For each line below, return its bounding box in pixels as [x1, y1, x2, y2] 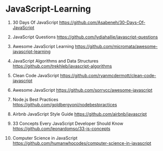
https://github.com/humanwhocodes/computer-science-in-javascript [12, 140, 151, 146]
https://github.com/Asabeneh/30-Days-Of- [59, 19, 145, 25]
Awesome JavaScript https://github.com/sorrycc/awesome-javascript [12, 87, 153, 93]
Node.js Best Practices [12, 96, 59, 102]
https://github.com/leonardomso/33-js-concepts [12, 125, 111, 132]
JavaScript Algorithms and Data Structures [12, 58, 99, 64]
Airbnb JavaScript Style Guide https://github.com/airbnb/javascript [12, 111, 147, 117]
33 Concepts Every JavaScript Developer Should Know [12, 120, 124, 126]
